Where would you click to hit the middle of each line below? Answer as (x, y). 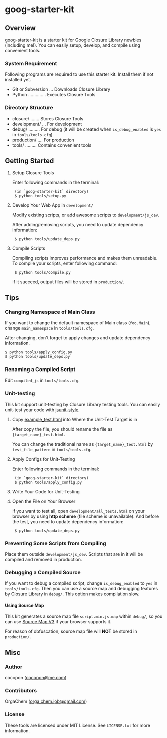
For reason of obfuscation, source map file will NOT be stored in (71, 631)
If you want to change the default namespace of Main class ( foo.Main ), (78, 323)
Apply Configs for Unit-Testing (44, 459)
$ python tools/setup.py (40, 196)
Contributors (21, 691)
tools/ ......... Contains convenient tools (52, 145)
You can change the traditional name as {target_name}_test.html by (83, 444)
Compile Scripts (29, 248)
